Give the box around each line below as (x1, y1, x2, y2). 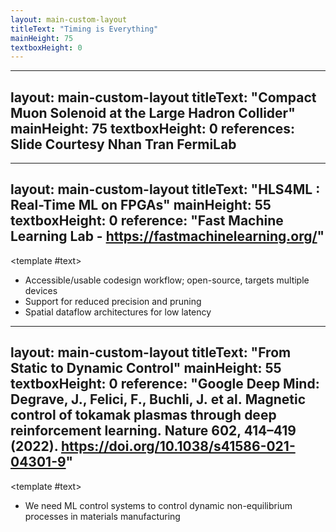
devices (24, 284, 58, 296)
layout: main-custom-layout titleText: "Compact (10, 89, 317, 106)
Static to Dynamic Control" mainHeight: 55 (10, 360, 282, 377)
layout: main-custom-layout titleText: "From (10, 344, 292, 361)
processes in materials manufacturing (24, 510, 181, 522)
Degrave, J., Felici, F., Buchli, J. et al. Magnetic (10, 391, 307, 408)
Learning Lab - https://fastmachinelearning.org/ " (10, 228, 325, 245)
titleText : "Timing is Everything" (10, 24, 159, 34)
